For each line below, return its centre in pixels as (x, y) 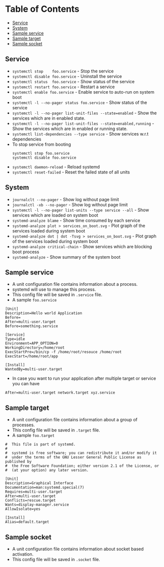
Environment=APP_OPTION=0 (31, 343)
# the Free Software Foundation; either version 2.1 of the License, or (82, 466)
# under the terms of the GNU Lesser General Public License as (73, 457)
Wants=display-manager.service (37, 505)
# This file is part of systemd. (41, 444)
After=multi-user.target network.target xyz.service (60, 393)
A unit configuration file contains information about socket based (78, 549)
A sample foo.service (34, 300)
